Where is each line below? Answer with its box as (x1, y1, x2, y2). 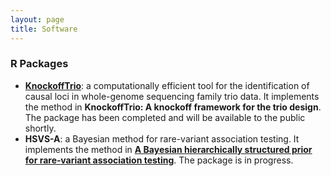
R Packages (10, 57, 69, 71)
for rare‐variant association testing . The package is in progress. (24, 154, 294, 166)
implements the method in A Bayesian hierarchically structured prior (24, 143, 313, 155)
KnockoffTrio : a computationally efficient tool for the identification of (24, 79, 310, 91)
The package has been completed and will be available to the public (24, 111, 306, 123)
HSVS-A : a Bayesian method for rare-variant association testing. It (24, 132, 300, 145)
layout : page (10, 14, 65, 25)
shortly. (24, 122, 57, 134)
